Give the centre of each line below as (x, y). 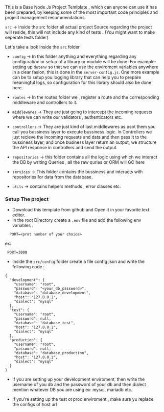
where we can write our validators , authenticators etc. (67, 117)
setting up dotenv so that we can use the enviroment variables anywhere (85, 67)
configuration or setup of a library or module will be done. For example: (84, 62)
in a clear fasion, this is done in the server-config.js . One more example (86, 72)
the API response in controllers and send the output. (65, 147)
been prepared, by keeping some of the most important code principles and (82, 12)
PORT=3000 (17, 253)
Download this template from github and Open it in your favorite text (81, 210)
